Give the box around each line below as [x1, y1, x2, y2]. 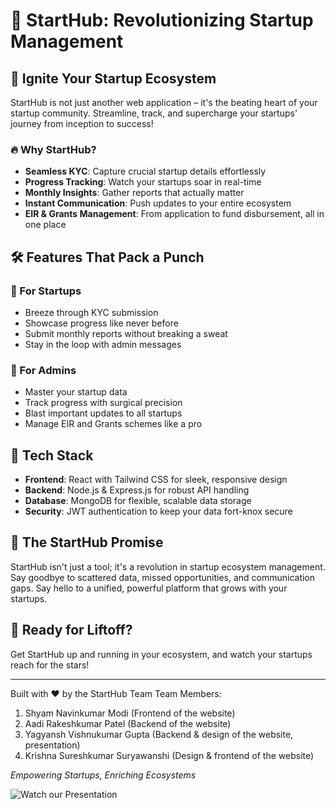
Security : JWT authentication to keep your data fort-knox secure [24, 505, 293, 518]
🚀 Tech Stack [10, 447, 94, 464]
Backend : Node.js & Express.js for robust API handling [24, 484, 250, 496]
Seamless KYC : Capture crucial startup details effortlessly [24, 165, 267, 178]
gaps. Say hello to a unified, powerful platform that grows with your [10, 582, 288, 594]
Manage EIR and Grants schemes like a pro [24, 418, 203, 430]
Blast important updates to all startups [24, 407, 183, 419]
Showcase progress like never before [24, 317, 179, 329]
